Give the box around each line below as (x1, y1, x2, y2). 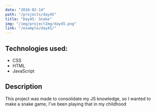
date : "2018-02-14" (5, 7, 46, 12)
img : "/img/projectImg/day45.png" (5, 21, 77, 26)
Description (5, 83, 42, 91)
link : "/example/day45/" (5, 26, 57, 31)
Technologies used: (5, 44, 68, 53)
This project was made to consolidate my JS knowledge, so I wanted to (5, 96, 151, 102)
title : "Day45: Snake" (5, 16, 52, 21)
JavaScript (12, 68, 35, 74)
